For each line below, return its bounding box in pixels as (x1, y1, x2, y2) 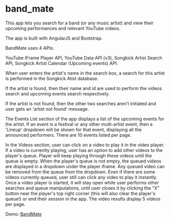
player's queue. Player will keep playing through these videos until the (5, 152, 152, 158)
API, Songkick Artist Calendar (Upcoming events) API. (5, 60, 118, 66)
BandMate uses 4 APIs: (5, 45, 54, 51)
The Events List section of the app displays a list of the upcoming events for (5, 115, 164, 122)
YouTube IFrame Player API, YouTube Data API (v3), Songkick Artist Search (5, 54, 162, 61)
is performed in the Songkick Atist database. (5, 75, 99, 81)
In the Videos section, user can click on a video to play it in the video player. (5, 142, 164, 148)
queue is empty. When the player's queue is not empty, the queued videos (5, 158, 161, 164)
